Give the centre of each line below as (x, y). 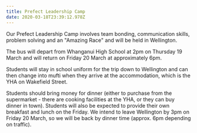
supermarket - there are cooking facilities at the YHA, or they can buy (91, 99)
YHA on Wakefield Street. (37, 82)
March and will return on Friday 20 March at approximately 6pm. (84, 58)
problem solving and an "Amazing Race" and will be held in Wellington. (92, 40)
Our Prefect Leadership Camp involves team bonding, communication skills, (98, 34)
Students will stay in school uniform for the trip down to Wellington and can (97, 69)
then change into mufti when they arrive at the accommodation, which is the (98, 75)
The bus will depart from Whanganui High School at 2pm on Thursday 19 (94, 51)
